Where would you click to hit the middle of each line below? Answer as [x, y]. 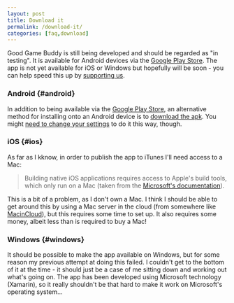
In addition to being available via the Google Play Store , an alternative [107, 108]
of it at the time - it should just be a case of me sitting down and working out [117, 269]
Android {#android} [41, 94]
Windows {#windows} [46, 239]
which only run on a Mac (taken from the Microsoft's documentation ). [124, 185]
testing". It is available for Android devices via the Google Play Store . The [112, 61]
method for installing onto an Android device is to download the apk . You [112, 116]
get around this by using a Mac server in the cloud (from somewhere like [112, 206]
